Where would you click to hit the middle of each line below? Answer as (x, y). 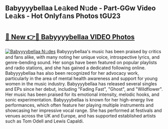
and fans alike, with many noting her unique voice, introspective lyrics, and (82, 57)
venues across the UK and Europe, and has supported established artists (81, 116)
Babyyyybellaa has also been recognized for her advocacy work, (72, 73)
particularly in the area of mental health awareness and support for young (81, 78)
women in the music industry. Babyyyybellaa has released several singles (81, 84)
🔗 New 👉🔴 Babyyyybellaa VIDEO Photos (70, 37)
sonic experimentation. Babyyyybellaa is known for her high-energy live (79, 100)
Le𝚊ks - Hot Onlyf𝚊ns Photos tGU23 (63, 16)
